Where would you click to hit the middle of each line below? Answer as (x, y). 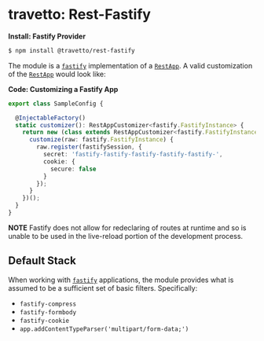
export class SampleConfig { (56, 104)
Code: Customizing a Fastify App (63, 89)
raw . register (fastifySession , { (90, 147)
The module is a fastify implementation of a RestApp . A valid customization (130, 65)
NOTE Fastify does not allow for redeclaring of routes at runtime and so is (127, 227)
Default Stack (42, 261)
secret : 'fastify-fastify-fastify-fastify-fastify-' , (133, 155)
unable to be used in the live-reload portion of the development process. (126, 236)
